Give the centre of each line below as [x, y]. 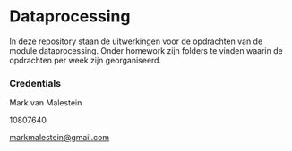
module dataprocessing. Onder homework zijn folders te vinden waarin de [146, 50]
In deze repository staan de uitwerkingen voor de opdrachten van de [136, 41]
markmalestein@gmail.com [60, 138]
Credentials [35, 83]
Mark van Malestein [46, 103]
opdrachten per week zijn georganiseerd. [86, 60]
